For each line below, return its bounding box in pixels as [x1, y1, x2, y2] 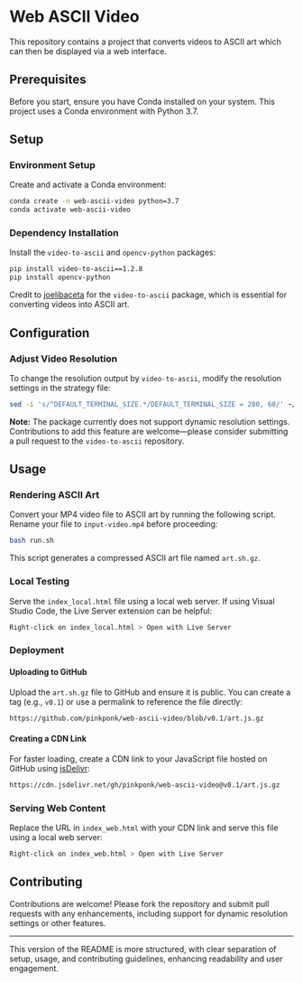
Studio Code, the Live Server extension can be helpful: [9, 605, 213, 616]
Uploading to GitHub [9, 667, 87, 678]
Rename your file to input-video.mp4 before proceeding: [9, 519, 218, 529]
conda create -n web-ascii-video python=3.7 [9, 197, 179, 206]
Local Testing [9, 576, 70, 588]
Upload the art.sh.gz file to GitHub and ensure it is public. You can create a [9, 687, 291, 697]
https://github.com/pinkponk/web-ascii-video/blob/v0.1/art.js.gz [9, 714, 264, 723]
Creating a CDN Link [9, 734, 87, 744]
